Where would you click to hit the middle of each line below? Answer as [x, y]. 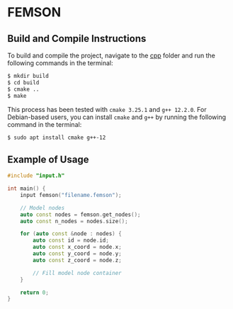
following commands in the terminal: [60, 63]
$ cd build [23, 82]
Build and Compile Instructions [77, 39]
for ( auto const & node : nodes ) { [71, 234]
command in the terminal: [45, 124]
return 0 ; [35, 292]
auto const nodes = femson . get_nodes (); [80, 214]
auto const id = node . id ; [71, 241]
